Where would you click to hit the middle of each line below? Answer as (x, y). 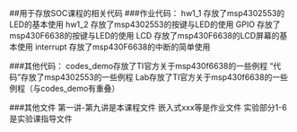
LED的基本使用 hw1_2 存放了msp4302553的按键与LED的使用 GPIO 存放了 (145, 24)
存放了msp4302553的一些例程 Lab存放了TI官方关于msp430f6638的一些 (155, 77)
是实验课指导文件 (41, 119)
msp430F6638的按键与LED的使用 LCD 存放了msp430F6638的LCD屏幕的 (144, 35)
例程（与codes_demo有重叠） (65, 88)
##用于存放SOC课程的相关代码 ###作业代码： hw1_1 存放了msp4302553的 (147, 13)
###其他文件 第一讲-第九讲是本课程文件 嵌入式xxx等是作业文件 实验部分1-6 (148, 107)
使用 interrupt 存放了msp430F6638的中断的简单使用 (114, 47)
